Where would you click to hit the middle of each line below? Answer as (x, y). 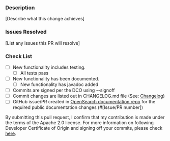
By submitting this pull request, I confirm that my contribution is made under (85, 117)
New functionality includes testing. (49, 67)
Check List (19, 56)
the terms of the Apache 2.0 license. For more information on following (79, 123)
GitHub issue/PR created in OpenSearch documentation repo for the (84, 102)
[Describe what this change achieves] (45, 19)
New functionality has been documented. (56, 79)
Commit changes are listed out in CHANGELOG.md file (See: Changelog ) (89, 96)
